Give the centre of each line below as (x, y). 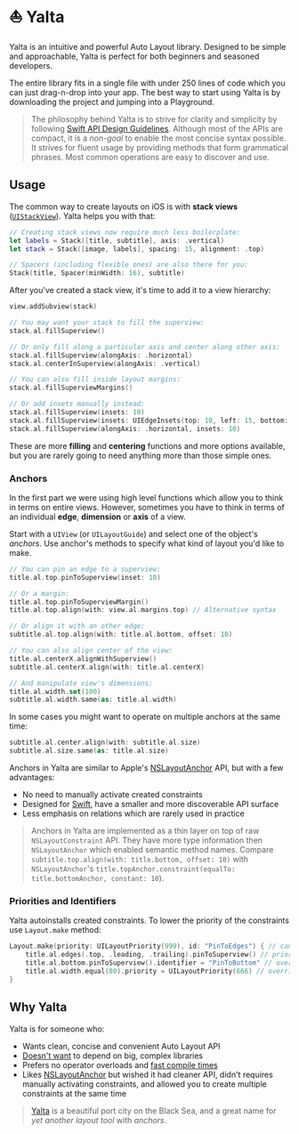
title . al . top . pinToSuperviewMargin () (79, 602)
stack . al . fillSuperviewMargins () (71, 388)
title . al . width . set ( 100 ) (55, 691)
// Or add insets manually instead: (77, 404)
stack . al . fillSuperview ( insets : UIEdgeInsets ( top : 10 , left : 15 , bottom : (149, 420)
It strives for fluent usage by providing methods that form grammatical (160, 147)
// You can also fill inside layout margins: (95, 379)
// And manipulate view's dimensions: (81, 683)
